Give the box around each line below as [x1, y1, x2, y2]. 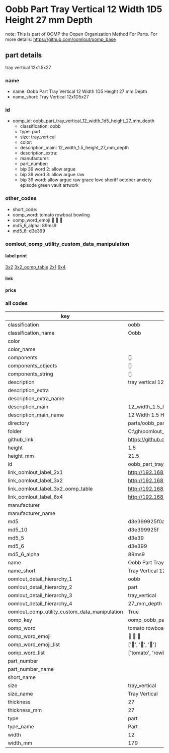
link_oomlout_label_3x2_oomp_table [8, 486, 93, 493]
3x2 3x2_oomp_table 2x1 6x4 [5, 264, 66, 270]
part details [5, 51, 42, 60]
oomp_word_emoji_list [8, 641, 60, 648]
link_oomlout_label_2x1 [8, 469, 63, 476]
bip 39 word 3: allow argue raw [20, 172, 84, 178]
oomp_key [8, 617, 33, 624]
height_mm [8, 453, 34, 460]
